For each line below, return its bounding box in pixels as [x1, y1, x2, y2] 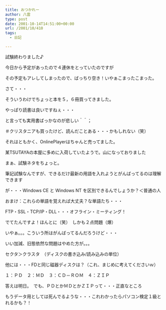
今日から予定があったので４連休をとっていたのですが [5, 64, 114, 70]
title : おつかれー [5, 7, 40, 12]
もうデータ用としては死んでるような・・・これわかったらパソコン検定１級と [5, 293, 162, 300]
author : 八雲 [5, 12, 31, 17]
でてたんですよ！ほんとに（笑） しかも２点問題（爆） [5, 219, 116, 225]
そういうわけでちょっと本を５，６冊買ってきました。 [5, 96, 114, 102]
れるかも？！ [5, 300, 31, 306]
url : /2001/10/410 [5, 26, 43, 31]
